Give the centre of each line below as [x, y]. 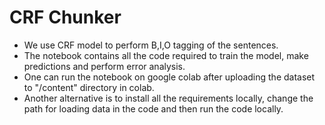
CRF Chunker [65, 17]
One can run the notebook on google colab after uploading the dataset [169, 77]
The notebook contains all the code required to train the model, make [166, 55]
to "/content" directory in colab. [89, 87]
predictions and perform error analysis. [104, 66]
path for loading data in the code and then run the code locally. [153, 108]
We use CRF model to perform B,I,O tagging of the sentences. [151, 45]
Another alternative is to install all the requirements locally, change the [168, 98]
